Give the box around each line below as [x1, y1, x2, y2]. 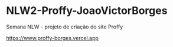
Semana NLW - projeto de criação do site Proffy [6, 23, 123, 30]
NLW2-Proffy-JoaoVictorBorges [6, 4, 168, 17]
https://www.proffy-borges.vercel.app [6, 34, 99, 41]
